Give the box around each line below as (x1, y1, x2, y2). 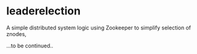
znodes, (6, 30, 27, 37)
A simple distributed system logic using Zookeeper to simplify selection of (6, 24, 192, 31)
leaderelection (6, 4, 81, 18)
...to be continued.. (6, 42, 53, 49)
